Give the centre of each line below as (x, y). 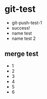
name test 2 (24, 38)
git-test (20, 9)
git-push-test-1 (27, 23)
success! (21, 28)
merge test (22, 54)
